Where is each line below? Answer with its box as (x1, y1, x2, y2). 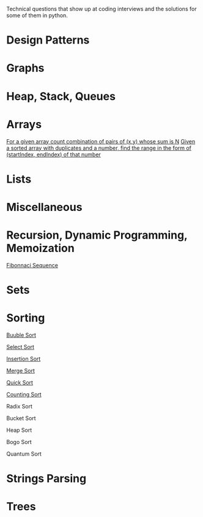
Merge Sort (6, 367, 35, 374)
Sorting (6, 311, 45, 325)
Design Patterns (6, 33, 90, 47)
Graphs (6, 61, 45, 75)
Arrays (6, 117, 42, 131)
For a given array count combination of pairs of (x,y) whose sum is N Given (6, 137, 196, 145)
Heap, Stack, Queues (6, 89, 116, 103)
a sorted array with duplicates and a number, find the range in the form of (6, 144, 191, 151)
